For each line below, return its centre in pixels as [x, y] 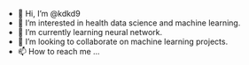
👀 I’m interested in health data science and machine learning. [129, 23]
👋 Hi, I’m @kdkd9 [49, 14]
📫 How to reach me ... [58, 51]
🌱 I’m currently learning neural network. [90, 32]
